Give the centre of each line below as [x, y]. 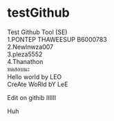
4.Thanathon [25, 61]
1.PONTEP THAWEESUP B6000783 [57, 39]
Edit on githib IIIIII [32, 97]
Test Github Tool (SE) [37, 32]
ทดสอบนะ [18, 69]
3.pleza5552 [25, 54]
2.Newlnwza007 [30, 47]
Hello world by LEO [35, 76]
